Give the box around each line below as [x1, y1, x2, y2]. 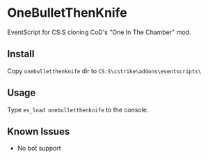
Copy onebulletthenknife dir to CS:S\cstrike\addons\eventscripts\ [7, 66, 202, 75]
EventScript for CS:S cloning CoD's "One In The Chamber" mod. [7, 28, 191, 36]
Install [7, 48, 35, 60]
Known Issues [7, 126, 70, 137]
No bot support [17, 144, 61, 153]
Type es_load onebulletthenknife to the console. [7, 105, 149, 114]
